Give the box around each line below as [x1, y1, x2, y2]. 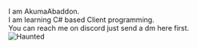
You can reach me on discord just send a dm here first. [8, 24, 190, 32]
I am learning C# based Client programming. [8, 15, 155, 24]
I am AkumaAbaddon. [8, 7, 80, 16]
